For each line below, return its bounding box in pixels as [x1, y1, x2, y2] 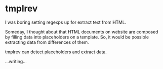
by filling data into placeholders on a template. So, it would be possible [5, 34, 149, 40]
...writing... [5, 58, 27, 64]
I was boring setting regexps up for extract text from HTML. [5, 19, 126, 25]
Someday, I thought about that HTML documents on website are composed [5, 29, 158, 34]
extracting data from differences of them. [5, 39, 89, 45]
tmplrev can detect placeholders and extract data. [5, 49, 107, 55]
